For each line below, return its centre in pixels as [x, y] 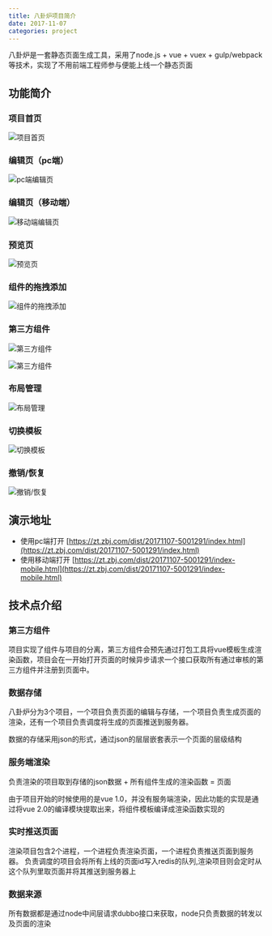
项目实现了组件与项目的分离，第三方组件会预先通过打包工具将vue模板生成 [132, 649]
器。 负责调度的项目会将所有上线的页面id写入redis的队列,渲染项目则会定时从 [135, 861]
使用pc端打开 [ [45, 541]
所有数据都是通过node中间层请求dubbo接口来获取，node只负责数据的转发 [132, 913]
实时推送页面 [34, 831]
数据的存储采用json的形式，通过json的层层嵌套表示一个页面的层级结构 [125, 739]
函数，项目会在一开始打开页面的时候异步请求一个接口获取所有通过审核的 [136, 659]
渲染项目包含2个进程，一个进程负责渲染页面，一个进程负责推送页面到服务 [131, 851]
